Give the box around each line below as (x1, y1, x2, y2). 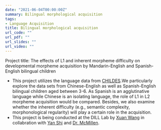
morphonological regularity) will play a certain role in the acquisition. (12, 109, 152, 115)
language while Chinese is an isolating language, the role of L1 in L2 (12, 93, 150, 99)
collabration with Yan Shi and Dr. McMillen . (12, 120, 100, 126)
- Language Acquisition (5, 21, 54, 26)
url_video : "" (5, 44, 35, 49)
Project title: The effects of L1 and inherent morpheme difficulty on (5, 57, 140, 63)
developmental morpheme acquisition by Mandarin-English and (5, 63, 134, 69)
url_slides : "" (5, 40, 37, 44)
